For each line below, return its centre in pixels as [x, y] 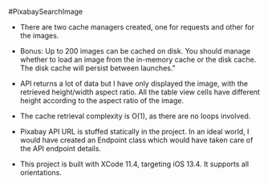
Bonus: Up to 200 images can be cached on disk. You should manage [135, 51]
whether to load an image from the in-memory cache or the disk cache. [138, 60]
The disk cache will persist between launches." [98, 68]
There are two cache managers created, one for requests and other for [137, 27]
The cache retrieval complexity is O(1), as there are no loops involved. [135, 116]
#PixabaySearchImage [46, 12]
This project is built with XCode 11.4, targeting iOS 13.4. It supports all [134, 164]
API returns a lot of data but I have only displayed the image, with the [134, 84]
